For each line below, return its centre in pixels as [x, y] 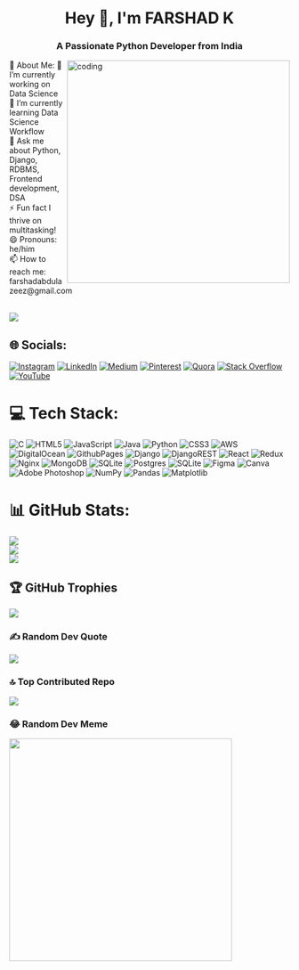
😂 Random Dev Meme [59, 723]
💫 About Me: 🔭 [36, 65]
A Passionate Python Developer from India [149, 46]
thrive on [26, 221]
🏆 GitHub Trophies [64, 587]
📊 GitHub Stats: [70, 510]
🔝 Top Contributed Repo [62, 682]
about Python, [35, 151]
